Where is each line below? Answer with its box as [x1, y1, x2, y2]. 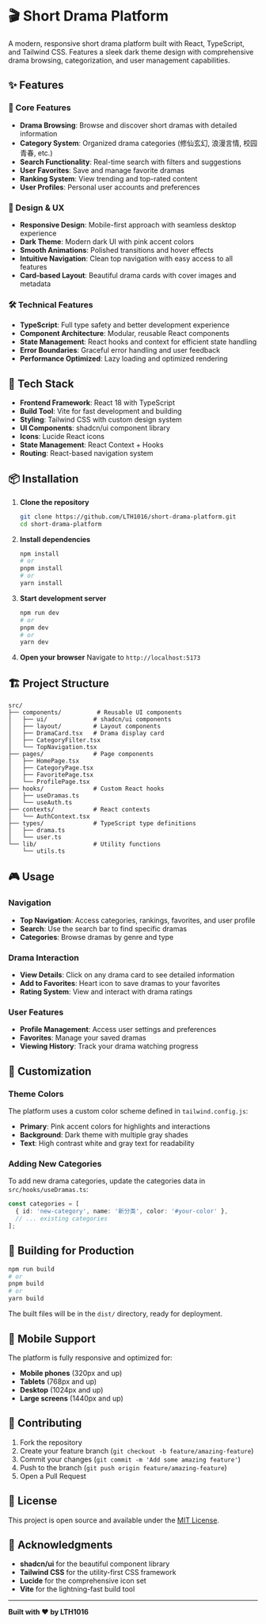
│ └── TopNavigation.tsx [8, 743, 97, 751]
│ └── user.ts [8, 834, 62, 842]
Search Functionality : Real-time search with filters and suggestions [19, 157, 241, 166]
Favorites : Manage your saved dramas [19, 1033, 146, 1043]
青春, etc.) [19, 148, 53, 158]
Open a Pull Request [19, 1471, 87, 1481]
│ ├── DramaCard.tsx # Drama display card [8, 729, 165, 738]
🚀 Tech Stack [8, 376, 74, 390]
